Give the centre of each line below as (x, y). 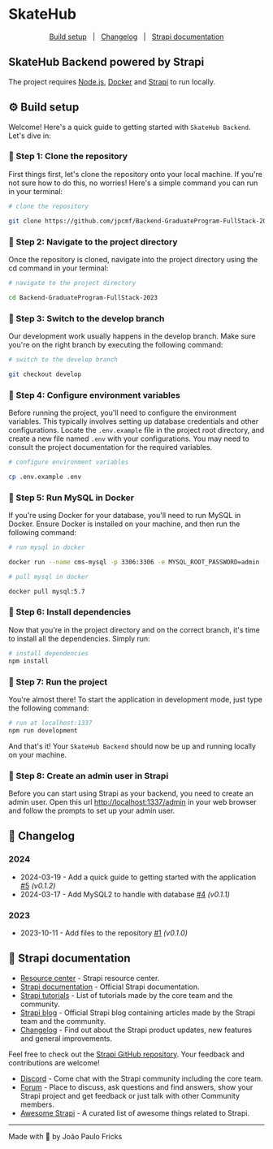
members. (37, 1104)
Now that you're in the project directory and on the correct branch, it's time (134, 629)
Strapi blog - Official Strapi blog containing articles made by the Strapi (138, 1013)
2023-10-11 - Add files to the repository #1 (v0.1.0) (104, 933)
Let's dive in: (30, 136)
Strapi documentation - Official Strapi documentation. (110, 987)
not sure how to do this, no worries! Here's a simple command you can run (133, 183)
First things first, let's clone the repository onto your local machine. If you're (135, 174)
